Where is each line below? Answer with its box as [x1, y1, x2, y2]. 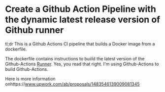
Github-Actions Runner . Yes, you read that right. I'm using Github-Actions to [5, 61, 159, 67]
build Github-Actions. [5, 66, 48, 72]
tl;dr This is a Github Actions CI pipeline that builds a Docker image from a [5, 41, 155, 46]
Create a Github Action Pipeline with [5, 3, 156, 15]
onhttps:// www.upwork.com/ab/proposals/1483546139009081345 [5, 81, 140, 87]
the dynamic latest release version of [5, 14, 161, 25]
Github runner [5, 25, 64, 36]
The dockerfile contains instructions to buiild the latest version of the [5, 55, 145, 61]
